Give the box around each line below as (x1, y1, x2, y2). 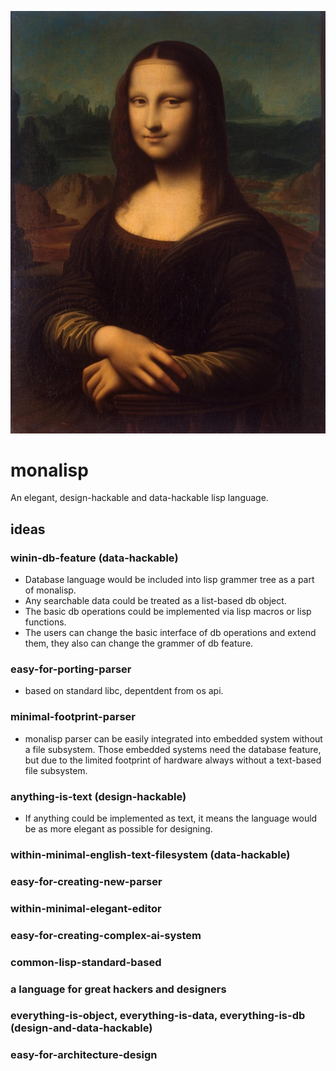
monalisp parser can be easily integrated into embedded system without (24, 732, 323, 745)
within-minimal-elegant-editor (10, 901, 162, 915)
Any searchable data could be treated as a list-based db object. (24, 595, 287, 607)
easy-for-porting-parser (10, 662, 132, 676)
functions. (24, 616, 67, 628)
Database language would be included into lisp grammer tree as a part (24, 574, 315, 586)
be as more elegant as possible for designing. (24, 823, 213, 835)
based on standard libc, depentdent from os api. (24, 685, 224, 697)
